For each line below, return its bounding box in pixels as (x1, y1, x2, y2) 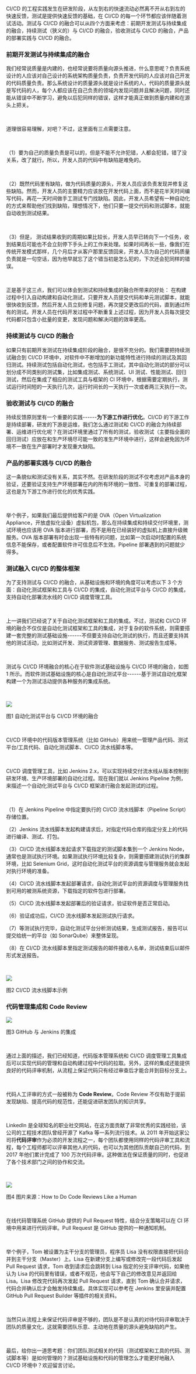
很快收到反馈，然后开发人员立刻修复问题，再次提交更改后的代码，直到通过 (6, 301, 185, 308)
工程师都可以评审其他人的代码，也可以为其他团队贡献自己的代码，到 (26, 1144, 190, 1151)
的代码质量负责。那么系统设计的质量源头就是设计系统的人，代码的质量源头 (6, 80, 185, 87)
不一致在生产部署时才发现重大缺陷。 (10, 443, 98, 450)
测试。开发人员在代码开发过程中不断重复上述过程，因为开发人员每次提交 (16, 308, 190, 315)
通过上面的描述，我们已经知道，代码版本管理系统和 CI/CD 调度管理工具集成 (6, 1052, 187, 1059)
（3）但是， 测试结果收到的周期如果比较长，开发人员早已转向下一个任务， (6, 233, 185, 240)
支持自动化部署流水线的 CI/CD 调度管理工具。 (6, 594, 116, 601)
